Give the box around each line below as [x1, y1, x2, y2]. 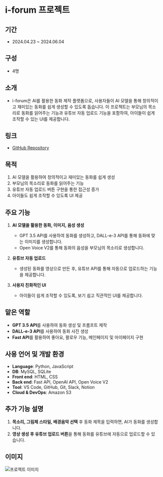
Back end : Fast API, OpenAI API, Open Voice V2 [12, 379, 109, 385]
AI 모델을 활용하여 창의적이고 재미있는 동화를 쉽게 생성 [12, 174, 115, 180]
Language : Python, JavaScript [12, 363, 74, 369]
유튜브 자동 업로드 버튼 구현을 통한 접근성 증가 [12, 186, 99, 192]
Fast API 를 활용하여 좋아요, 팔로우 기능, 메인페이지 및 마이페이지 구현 [12, 334, 144, 340]
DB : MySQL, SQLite [12, 368, 51, 374]
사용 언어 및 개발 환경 [5, 350, 64, 359]
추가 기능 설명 [5, 405, 44, 413]
